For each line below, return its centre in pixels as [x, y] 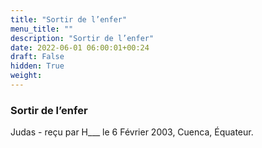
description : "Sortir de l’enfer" [82, 38]
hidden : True [37, 66]
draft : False [37, 57]
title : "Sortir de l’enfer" [69, 19]
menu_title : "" [42, 29]
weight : [26, 76]
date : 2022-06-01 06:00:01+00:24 [80, 47]
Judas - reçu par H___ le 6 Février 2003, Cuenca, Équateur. [132, 132]
